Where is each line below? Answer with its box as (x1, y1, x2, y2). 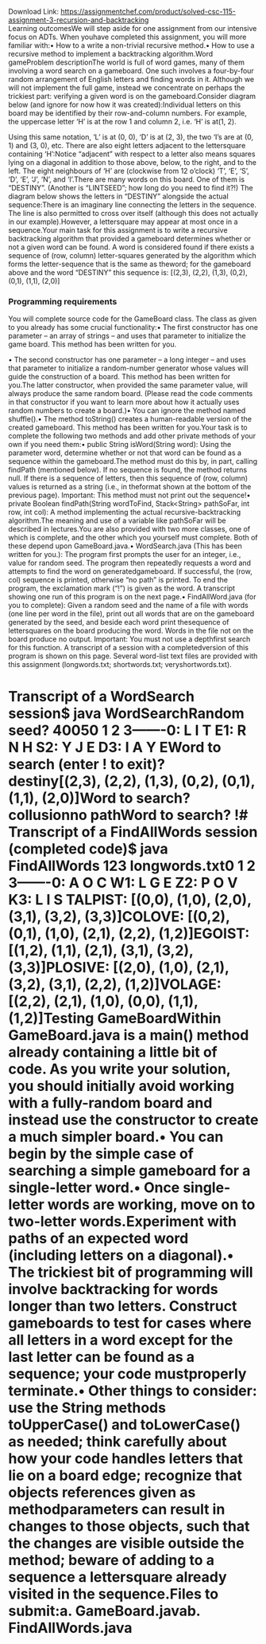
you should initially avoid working (8, 1077, 235, 1095)
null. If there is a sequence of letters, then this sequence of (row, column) (8, 473, 249, 483)
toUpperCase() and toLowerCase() (8, 1416, 241, 1434)
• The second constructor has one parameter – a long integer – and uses (8, 355, 246, 365)
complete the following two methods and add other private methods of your (8, 431, 256, 441)
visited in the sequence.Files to (8, 1585, 219, 1603)
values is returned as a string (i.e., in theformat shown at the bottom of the (8, 482, 252, 492)
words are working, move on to (47, 1195, 256, 1214)
